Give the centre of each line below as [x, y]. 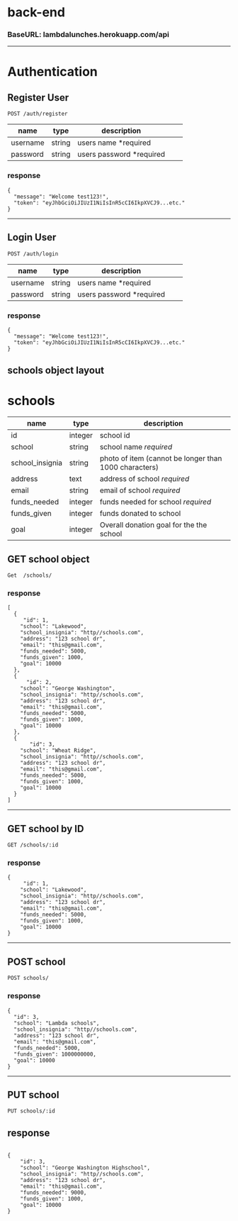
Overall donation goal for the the [153, 525]
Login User [32, 237]
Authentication [52, 71]
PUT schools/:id [31, 1111]
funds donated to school [140, 514]
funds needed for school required [155, 502]
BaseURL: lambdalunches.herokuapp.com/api [89, 35]
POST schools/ [28, 978]
